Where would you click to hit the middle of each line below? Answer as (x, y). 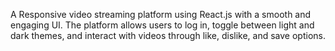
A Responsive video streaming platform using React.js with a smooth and (161, 14)
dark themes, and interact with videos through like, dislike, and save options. (168, 35)
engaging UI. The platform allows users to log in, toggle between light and (162, 25)
